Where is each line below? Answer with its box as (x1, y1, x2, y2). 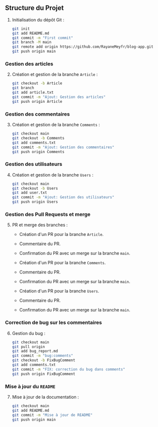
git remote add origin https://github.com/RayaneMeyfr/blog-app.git (12, 44, 154, 49)
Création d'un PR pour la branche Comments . (19, 260, 106, 266)
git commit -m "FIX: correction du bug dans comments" (12, 367, 126, 372)
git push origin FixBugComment (12, 371, 76, 376)
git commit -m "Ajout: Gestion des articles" (12, 95, 106, 99)
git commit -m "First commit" (12, 35, 74, 40)
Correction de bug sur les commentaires (5, 319, 102, 326)
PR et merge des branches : (12, 222, 68, 228)
